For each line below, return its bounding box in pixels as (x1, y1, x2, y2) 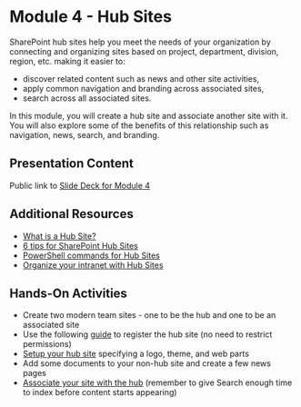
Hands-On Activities (9, 285, 127, 301)
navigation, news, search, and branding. (9, 129, 160, 140)
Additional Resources (9, 206, 134, 222)
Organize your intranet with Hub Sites (22, 259, 164, 270)
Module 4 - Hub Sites (9, 6, 173, 27)
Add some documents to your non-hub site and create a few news (22, 358, 271, 369)
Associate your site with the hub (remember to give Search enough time (22, 377, 293, 388)
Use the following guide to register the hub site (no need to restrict (22, 329, 273, 340)
